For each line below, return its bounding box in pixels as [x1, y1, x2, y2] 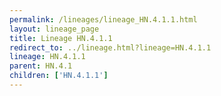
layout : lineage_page [9, 24, 100, 34]
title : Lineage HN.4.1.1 [9, 33, 113, 43]
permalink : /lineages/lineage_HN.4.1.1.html [9, 14, 198, 25]
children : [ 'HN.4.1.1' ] [9, 71, 109, 81]
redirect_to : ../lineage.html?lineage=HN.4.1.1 [9, 42, 212, 53]
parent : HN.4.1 [9, 61, 73, 71]
